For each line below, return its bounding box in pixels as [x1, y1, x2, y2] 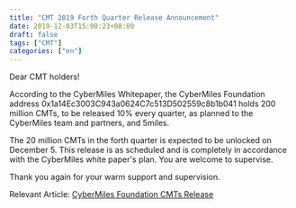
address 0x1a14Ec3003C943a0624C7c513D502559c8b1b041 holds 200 [9, 98, 276, 109]
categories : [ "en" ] [9, 47, 83, 56]
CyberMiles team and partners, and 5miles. [9, 118, 170, 129]
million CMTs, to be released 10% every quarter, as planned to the [9, 108, 254, 119]
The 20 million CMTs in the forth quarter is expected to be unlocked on [9, 135, 272, 146]
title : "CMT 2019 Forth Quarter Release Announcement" [9, 13, 220, 23]
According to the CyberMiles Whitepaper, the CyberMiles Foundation [9, 89, 265, 100]
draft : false [9, 30, 58, 39]
